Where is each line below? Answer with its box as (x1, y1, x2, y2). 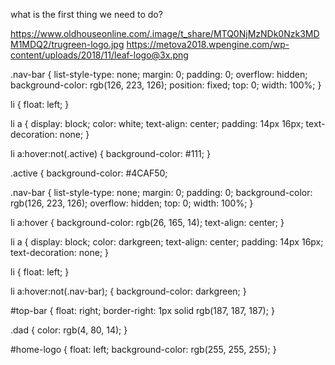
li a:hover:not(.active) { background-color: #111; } (10, 148, 211, 159)
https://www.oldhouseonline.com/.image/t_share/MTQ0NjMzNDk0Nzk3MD (10, 28, 320, 39)
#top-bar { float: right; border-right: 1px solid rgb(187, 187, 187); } (10, 305, 275, 316)
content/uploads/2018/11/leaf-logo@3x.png (10, 49, 189, 61)
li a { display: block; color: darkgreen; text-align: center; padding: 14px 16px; (10, 236, 324, 248)
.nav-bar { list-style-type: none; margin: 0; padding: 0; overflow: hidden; (10, 69, 308, 80)
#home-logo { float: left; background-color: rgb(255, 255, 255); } (10, 344, 277, 355)
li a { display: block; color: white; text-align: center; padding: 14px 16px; (10, 118, 304, 129)
